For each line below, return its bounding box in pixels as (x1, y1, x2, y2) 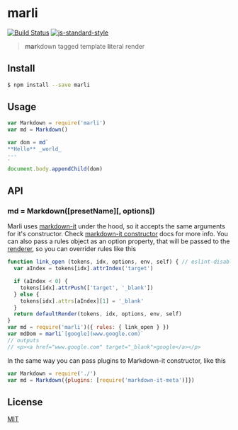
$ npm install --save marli (7, 81, 91, 88)
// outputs (7, 337, 40, 344)
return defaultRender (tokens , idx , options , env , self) (13, 310, 182, 318)
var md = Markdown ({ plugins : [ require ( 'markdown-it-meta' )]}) (7, 376, 195, 383)
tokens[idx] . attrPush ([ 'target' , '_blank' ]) (20, 284, 154, 291)
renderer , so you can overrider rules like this (7, 245, 137, 253)
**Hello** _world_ (7, 146, 62, 153)
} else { (13, 291, 40, 298)
